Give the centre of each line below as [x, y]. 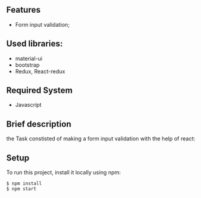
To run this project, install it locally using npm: [64, 172]
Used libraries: [35, 44]
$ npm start [21, 189]
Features [23, 10]
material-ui [29, 58]
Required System [39, 90]
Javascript [28, 105]
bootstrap [27, 65]
